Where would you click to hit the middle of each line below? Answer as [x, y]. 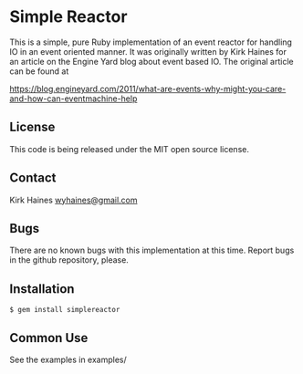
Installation [42, 289]
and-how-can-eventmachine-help [73, 99]
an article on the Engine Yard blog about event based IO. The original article [151, 61]
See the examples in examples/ [68, 359]
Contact [33, 178]
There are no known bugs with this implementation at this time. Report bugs [152, 250]
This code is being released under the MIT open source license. [129, 149]
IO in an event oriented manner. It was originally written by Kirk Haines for [148, 51]
